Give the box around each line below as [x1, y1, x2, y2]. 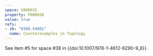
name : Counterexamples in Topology [9, 31, 86, 36]
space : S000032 [5, 7, 37, 13]
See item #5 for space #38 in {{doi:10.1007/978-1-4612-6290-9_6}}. [5, 45, 148, 51]
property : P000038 [5, 12, 44, 17]
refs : [5, 21, 16, 27]
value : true [5, 17, 30, 22]
